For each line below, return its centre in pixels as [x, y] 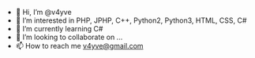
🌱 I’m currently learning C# [59, 29]
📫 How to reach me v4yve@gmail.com [79, 46]
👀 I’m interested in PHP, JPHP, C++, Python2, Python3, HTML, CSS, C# [131, 20]
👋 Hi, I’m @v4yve [44, 12]
